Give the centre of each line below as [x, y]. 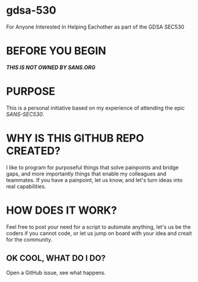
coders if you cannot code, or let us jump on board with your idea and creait [99, 233]
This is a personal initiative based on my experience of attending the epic [95, 108]
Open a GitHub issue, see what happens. [56, 272]
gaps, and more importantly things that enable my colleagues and [86, 174]
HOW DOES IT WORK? [62, 210]
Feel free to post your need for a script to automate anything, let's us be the [98, 227]
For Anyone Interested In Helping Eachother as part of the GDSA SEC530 [95, 27]
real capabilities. [26, 186]
